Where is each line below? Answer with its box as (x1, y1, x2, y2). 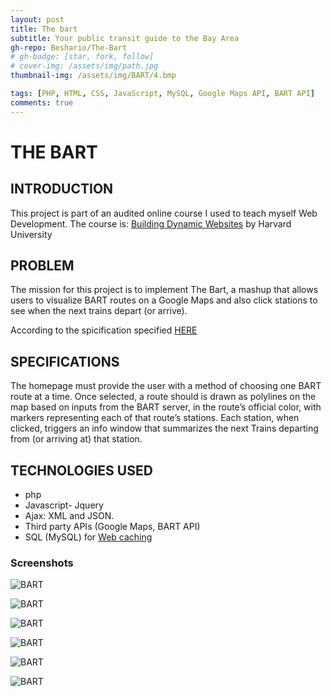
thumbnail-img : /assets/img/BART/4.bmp (10, 71, 177, 81)
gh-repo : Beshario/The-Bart (10, 42, 128, 53)
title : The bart (10, 24, 78, 34)
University (10, 228, 53, 240)
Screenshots (10, 556, 74, 570)
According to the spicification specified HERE (10, 324, 198, 336)
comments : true (10, 97, 74, 108)
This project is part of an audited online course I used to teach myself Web (10, 207, 318, 219)
